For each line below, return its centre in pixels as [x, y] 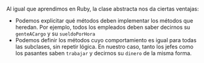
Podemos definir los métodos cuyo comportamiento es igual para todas [106, 40]
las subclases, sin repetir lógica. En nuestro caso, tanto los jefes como [104, 46]
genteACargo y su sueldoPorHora [55, 34]
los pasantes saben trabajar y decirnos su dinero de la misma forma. [104, 53]
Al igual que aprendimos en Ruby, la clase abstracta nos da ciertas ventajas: [103, 9]
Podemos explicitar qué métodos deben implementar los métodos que [104, 20]
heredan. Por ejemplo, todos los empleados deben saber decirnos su [103, 27]
